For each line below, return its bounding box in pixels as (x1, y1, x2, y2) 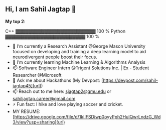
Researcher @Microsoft (12, 72, 62, 78)
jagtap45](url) (12, 82, 42, 88)
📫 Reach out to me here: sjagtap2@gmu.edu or (12, 88, 112, 94)
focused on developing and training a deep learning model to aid (12, 48, 146, 54)
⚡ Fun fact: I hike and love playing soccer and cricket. (12, 101, 123, 107)
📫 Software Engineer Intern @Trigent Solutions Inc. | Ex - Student (12, 65, 149, 71)
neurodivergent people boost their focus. (12, 54, 98, 60)
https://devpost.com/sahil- (102, 77, 158, 83)
